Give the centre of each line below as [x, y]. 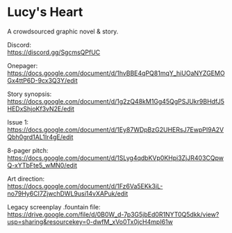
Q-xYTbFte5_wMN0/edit [42, 165]
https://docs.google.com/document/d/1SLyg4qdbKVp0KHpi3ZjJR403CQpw [116, 158]
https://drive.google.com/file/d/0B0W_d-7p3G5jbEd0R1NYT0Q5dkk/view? [113, 214]
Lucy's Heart [45, 12]
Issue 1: [18, 122]
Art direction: [26, 179]
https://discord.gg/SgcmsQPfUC [54, 52]
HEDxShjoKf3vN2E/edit [41, 109]
